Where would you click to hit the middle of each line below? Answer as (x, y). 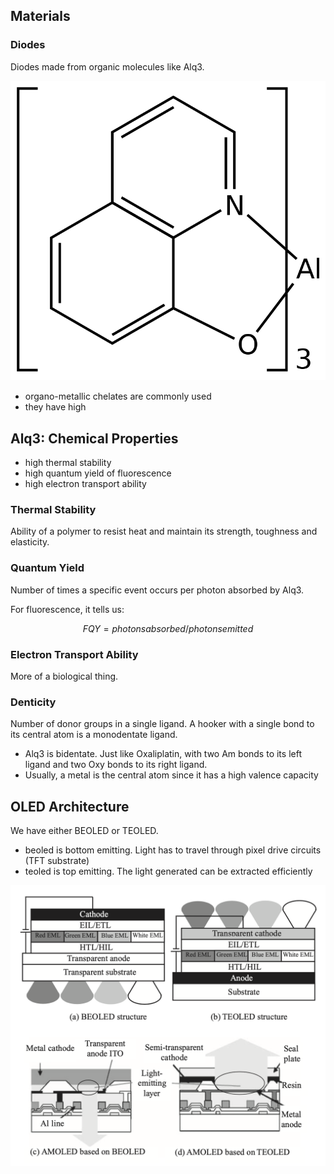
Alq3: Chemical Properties (94, 438)
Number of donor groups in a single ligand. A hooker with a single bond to (162, 724)
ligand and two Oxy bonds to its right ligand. (116, 765)
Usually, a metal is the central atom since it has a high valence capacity (171, 775)
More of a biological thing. (64, 676)
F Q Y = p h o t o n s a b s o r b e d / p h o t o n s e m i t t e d (168, 628)
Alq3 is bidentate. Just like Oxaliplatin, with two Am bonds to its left (163, 754)
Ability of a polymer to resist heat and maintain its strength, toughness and (164, 531)
